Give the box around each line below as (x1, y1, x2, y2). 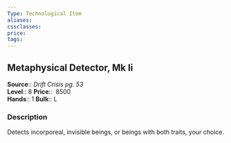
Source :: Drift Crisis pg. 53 (7, 80, 84, 88)
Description (7, 112, 48, 121)
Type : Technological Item (7, 10, 82, 17)
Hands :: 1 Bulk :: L (7, 94, 57, 103)
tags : (7, 36, 23, 43)
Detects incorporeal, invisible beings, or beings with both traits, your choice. (7, 128, 225, 136)
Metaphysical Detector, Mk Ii (7, 62, 133, 74)
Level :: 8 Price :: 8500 (7, 87, 71, 96)
